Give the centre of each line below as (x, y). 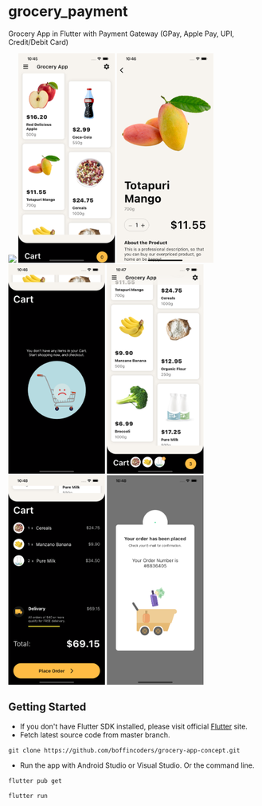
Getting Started (47, 707)
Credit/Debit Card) (39, 41)
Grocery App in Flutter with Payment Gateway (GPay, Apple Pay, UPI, (121, 34)
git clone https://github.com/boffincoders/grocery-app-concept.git (124, 750)
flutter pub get (35, 780)
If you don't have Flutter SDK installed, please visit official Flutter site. (134, 726)
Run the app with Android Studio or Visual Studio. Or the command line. (137, 765)
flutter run (28, 796)
